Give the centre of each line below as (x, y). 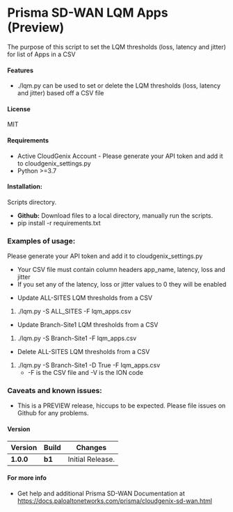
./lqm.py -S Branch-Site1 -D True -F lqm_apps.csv (89, 365)
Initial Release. (91, 459)
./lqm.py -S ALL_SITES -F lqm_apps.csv (74, 312)
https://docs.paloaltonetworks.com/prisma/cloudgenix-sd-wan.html (114, 501)
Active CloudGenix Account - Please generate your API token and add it (120, 156)
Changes (91, 447)
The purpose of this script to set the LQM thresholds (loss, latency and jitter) (116, 47)
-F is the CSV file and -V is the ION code (86, 373)
